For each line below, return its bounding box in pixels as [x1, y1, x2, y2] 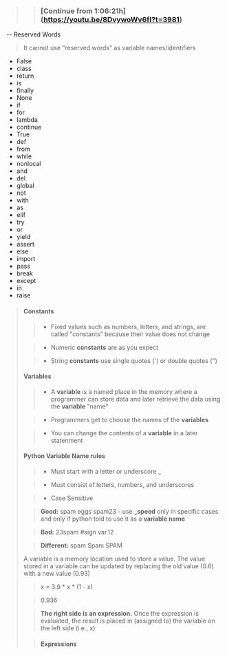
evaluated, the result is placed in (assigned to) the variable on [40, 616, 215, 625]
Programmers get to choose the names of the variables [50, 415, 209, 424]
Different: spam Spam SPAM [40, 541, 123, 550]
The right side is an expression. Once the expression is [40, 609, 199, 617]
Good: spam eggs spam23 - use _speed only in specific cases [40, 507, 219, 515]
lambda [16, 116, 39, 124]
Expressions [40, 640, 77, 648]
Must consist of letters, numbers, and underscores [50, 480, 195, 488]
